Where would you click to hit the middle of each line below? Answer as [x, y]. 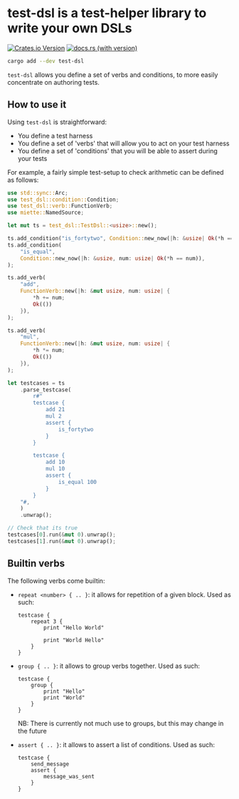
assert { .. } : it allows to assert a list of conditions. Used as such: [116, 744]
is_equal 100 [78, 482]
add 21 [55, 410]
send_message [50, 764]
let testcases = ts [36, 383]
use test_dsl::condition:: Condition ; [63, 200]
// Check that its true [43, 528]
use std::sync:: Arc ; [38, 193]
